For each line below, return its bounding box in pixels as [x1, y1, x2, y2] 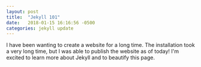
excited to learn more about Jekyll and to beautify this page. [6, 54, 155, 61]
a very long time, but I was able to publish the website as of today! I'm [6, 48, 179, 55]
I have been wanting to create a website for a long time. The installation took [6, 42, 195, 49]
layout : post [6, 8, 39, 15]
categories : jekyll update [6, 25, 74, 31]
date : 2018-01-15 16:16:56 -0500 [6, 20, 95, 25]
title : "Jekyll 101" [6, 14, 61, 20]
